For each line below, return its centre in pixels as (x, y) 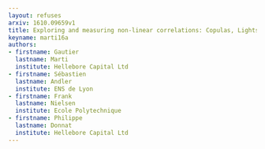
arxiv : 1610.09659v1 (42, 23)
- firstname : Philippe (45, 118)
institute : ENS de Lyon (54, 89)
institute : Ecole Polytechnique (69, 111)
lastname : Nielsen (46, 103)
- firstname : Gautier (44, 52)
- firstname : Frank (40, 96)
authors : (22, 45)
